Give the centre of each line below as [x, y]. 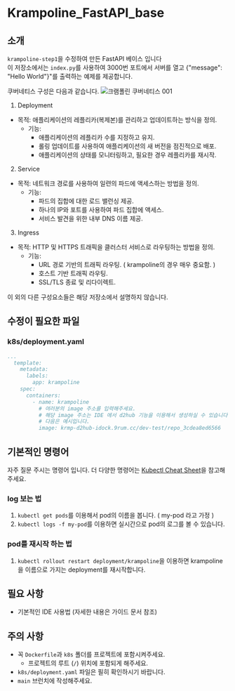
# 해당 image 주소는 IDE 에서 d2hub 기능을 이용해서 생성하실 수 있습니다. [135, 415]
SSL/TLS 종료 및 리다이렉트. [77, 282]
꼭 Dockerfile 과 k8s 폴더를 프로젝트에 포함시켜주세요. [91, 654]
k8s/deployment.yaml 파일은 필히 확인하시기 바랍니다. [91, 672]
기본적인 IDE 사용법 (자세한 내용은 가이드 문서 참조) [87, 612]
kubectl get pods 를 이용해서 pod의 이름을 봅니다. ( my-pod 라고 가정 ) [115, 515]
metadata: [34, 369]
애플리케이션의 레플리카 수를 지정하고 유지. [96, 137]
